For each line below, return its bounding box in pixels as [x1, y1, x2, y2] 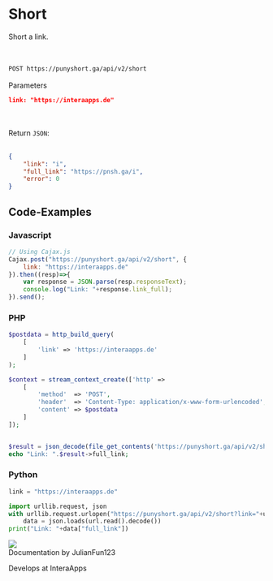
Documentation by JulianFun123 [8, 548, 116, 557]
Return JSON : [8, 127, 50, 138]
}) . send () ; [8, 293, 45, 301]
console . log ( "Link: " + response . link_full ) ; [23, 286, 173, 294]
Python [8, 469, 38, 480]
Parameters [8, 80, 47, 90]
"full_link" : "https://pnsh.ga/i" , [23, 167, 144, 175]
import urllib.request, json [8, 502, 107, 510]
